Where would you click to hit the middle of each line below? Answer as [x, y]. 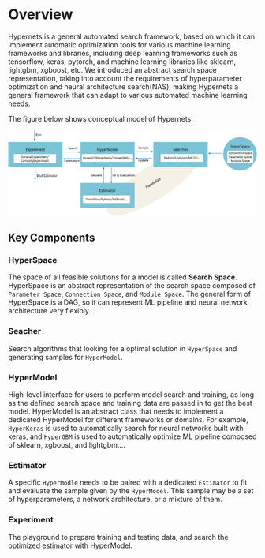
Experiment [31, 520]
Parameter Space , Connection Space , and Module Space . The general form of [129, 294]
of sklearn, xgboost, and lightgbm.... [67, 444]
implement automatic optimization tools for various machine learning [119, 44]
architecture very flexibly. [49, 311]
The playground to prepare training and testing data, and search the [118, 537]
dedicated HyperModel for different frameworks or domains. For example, [128, 419]
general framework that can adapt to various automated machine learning [128, 95]
